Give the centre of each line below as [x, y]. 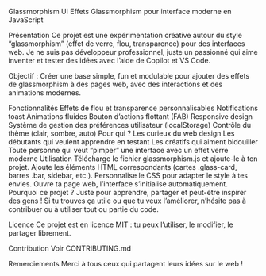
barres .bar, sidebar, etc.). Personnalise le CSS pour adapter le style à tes [128, 175]
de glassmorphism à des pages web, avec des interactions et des [116, 84]
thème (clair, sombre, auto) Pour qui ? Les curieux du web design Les [121, 133]
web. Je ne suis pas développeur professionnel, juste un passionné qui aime [133, 52]
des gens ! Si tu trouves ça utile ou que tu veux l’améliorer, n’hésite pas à [127, 201]
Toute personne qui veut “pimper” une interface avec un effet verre [118, 150]
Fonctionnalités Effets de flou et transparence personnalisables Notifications [133, 108]
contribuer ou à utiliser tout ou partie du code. [83, 209]
